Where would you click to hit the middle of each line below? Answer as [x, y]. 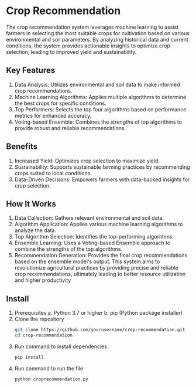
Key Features [31, 71]
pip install [29, 357]
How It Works [31, 204]
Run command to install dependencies [61, 346]
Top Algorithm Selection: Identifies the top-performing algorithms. [94, 237]
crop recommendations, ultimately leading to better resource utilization [100, 274]
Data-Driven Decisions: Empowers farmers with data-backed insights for [102, 179]
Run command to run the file [49, 368]
